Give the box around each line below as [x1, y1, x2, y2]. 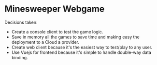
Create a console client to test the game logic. [11, 29, 103, 34]
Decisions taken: [4, 19, 38, 25]
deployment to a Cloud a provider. [11, 39, 80, 45]
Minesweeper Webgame [4, 3, 105, 15]
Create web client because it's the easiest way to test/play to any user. [11, 44, 153, 50]
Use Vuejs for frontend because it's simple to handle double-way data [11, 49, 152, 55]
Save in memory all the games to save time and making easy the [11, 34, 140, 40]
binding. [11, 54, 28, 60]
